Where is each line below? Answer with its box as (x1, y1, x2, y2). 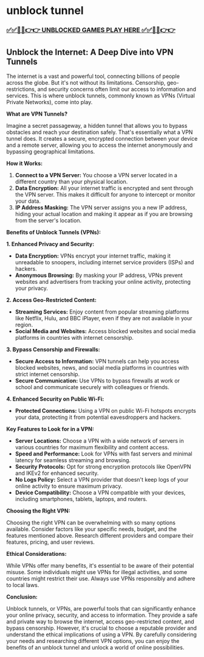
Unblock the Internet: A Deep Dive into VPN (6, 47, 174, 57)
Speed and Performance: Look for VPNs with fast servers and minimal (15, 450, 192, 457)
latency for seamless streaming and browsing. (15, 456, 131, 463)
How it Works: (6, 160, 43, 167)
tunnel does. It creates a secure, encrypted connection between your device (6, 135, 198, 142)
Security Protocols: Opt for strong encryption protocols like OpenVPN (15, 463, 191, 470)
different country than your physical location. (15, 178, 128, 185)
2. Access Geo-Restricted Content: (6, 296, 97, 303)
